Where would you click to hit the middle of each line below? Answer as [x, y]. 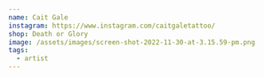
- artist [32, 58]
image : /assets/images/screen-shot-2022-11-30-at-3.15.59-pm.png [132, 42]
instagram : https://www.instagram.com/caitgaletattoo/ [112, 26]
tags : [18, 50]
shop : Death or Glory [48, 34]
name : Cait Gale [38, 17]
